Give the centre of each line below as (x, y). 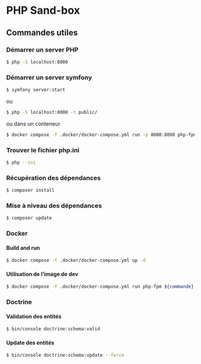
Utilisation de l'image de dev (42, 274)
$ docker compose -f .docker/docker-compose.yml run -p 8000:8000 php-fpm (101, 135)
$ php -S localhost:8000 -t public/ (52, 112)
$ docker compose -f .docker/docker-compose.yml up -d (76, 261)
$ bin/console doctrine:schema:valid (53, 329)
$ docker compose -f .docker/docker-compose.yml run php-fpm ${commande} (100, 287)
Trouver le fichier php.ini (43, 150)
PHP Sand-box (43, 10)
